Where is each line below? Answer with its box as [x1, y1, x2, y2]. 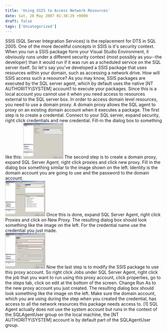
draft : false [5, 18, 32, 23]
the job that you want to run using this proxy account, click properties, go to [5, 275, 161, 281]
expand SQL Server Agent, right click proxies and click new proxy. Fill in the [5, 160, 161, 166]
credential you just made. [5, 227, 57, 234]
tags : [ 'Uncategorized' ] [5, 24, 57, 29]
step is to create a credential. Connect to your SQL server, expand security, [5, 112, 160, 118]
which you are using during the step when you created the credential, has [5, 296, 157, 302]
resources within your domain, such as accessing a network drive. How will [5, 70, 160, 76]
